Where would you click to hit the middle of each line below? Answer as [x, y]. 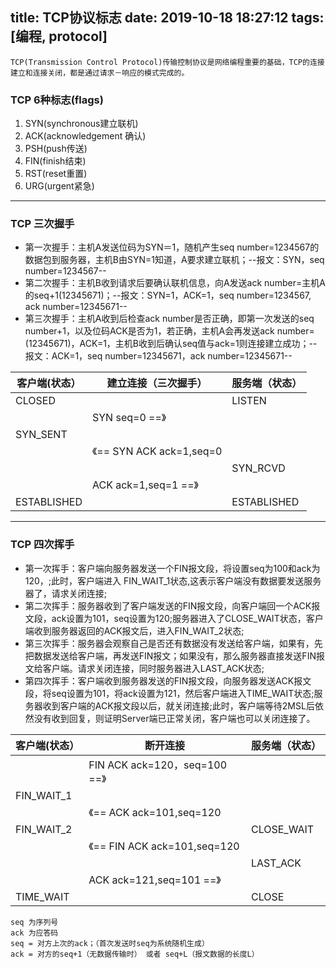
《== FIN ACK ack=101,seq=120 [164, 846]
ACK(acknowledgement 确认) [85, 136]
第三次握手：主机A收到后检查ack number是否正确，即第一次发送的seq [169, 319]
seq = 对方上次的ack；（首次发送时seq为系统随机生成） [110, 943]
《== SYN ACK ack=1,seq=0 [157, 451]
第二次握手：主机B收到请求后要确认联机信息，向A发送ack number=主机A [175, 283]
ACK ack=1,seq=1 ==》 [145, 485]
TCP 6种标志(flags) [57, 100]
